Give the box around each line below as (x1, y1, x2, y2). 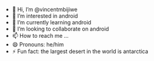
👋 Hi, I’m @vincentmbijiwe (12, 6, 78, 13)
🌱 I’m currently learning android (12, 19, 91, 26)
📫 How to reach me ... (12, 32, 69, 39)
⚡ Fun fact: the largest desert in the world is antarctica (12, 48, 149, 55)
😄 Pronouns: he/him (12, 41, 64, 48)
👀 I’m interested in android (12, 12, 78, 20)
